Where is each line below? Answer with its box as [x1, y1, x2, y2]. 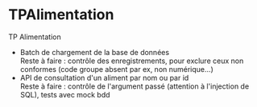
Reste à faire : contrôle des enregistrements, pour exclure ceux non [19, 56, 244, 65]
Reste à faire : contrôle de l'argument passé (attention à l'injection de [19, 81, 250, 91]
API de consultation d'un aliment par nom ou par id [19, 73, 189, 82]
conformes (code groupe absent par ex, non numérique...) [19, 64, 213, 73]
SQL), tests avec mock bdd [19, 89, 110, 99]
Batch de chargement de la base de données [19, 47, 170, 57]
